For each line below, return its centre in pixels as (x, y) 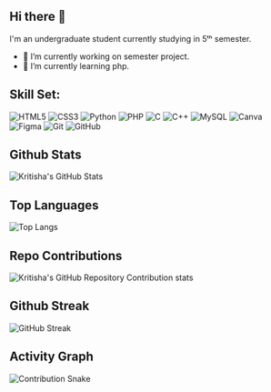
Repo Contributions (66, 256)
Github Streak (50, 306)
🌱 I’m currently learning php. (76, 65)
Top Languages (54, 205)
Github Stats (45, 155)
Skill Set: (35, 95)
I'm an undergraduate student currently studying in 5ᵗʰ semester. (130, 38)
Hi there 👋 (38, 17)
